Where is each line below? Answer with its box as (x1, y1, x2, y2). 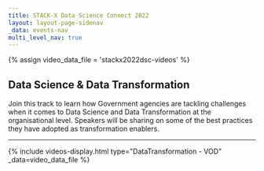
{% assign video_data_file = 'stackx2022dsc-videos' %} (8, 55, 190, 65)
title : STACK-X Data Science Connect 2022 (8, 11, 149, 20)
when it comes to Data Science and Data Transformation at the (8, 107, 212, 117)
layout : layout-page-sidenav (8, 19, 104, 27)
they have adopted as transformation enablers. (8, 124, 159, 134)
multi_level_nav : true (8, 33, 82, 42)
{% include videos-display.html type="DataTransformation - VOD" (8, 147, 222, 156)
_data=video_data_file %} (8, 155, 90, 165)
